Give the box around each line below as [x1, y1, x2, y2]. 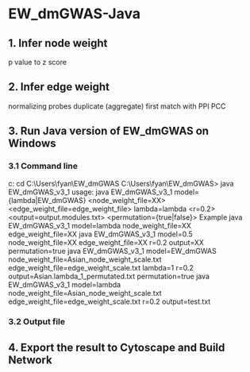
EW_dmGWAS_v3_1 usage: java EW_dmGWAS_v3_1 [8, 187, 173, 197]
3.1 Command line [8, 160, 78, 171]
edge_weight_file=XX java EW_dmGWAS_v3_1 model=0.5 [8, 229, 193, 239]
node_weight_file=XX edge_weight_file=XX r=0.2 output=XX [8, 237, 205, 247]
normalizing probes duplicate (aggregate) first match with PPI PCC [8, 101, 226, 111]
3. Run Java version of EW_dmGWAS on [8, 125, 209, 138]
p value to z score [8, 57, 67, 67]
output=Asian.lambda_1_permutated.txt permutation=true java [8, 271, 210, 281]
